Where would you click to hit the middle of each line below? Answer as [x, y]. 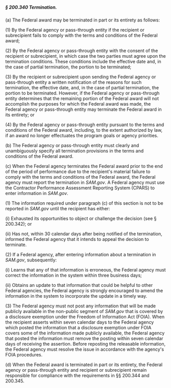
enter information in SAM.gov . [37, 193]
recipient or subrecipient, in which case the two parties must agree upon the [86, 56]
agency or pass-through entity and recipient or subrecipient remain [76, 370]
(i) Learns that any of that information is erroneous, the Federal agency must [86, 270]
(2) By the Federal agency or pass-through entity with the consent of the [82, 51]
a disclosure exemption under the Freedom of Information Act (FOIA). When [85, 317]
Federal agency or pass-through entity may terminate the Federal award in [83, 109]
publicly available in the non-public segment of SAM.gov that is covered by [84, 311]
